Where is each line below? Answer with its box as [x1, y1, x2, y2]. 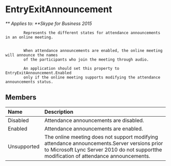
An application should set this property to [23, 66, 120, 71]
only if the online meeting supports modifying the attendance [23, 75, 160, 80]
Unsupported [8, 143, 40, 150]
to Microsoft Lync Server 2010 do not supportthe [44, 146, 162, 153]
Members [5, 93, 37, 102]
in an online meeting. [5, 35, 53, 40]
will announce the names [5, 52, 58, 58]
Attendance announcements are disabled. [44, 117, 144, 124]
